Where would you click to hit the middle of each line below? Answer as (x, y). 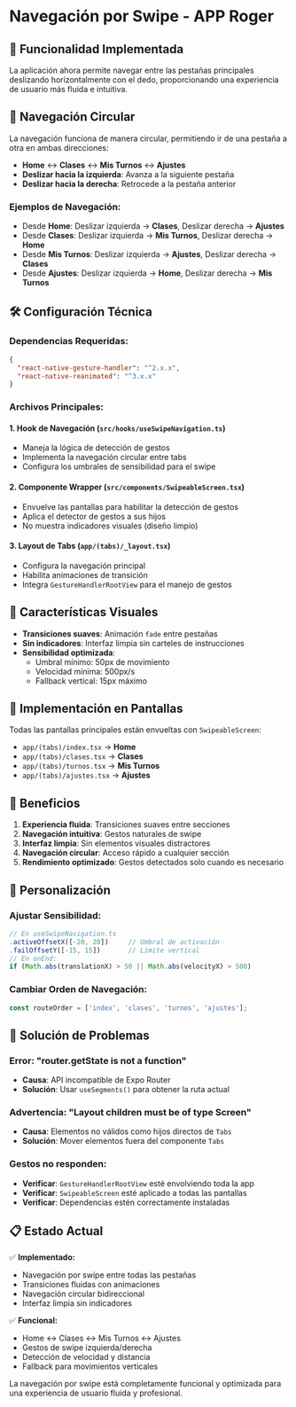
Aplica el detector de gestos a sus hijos (94, 516)
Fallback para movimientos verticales (90, 1366)
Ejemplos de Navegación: (65, 207)
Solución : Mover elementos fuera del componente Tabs (123, 1141)
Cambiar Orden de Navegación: (78, 989)
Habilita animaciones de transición (85, 575)
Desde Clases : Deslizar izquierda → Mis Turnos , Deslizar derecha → (148, 236)
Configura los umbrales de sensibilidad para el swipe (119, 466)
